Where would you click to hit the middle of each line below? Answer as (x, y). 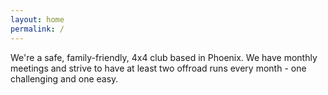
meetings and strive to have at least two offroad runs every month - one (158, 68)
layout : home (37, 19)
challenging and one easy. (64, 78)
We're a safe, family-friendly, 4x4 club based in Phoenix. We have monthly (164, 57)
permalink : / (37, 29)
